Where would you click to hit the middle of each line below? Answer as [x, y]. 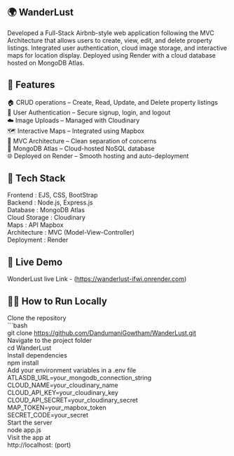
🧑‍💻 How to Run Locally [57, 301]
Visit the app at [29, 438]
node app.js [25, 430]
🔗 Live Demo [35, 262]
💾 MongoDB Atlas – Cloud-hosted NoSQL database [81, 148]
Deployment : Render [38, 240]
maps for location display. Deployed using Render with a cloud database [111, 55]
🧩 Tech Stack [36, 178]
